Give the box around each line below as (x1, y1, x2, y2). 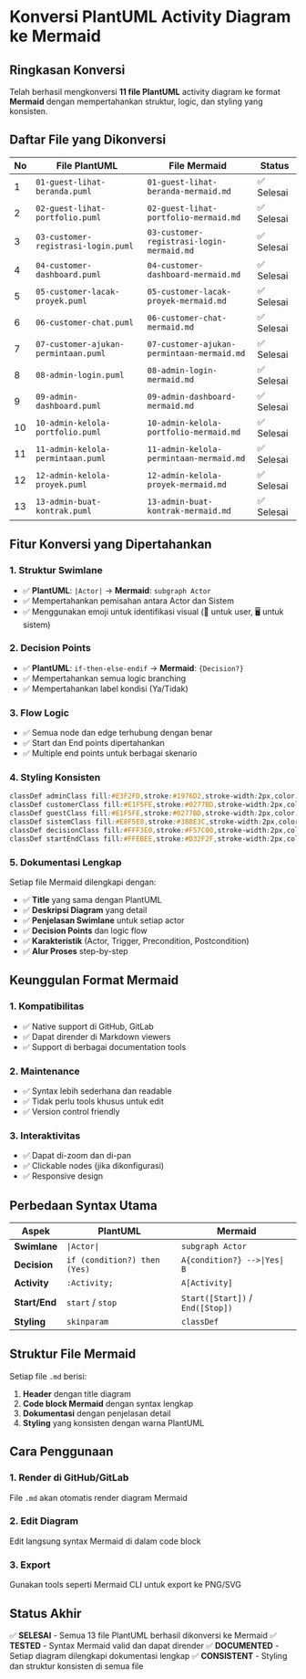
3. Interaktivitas (9, 1129, 81, 1142)
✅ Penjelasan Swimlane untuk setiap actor (22, 915, 185, 926)
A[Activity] (180, 1278, 233, 1288)
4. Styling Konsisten (9, 771, 101, 784)
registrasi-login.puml (36, 240, 134, 251)
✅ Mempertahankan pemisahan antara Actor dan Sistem (22, 595, 235, 606)
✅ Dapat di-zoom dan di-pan (22, 1150, 132, 1161)
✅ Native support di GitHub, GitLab (22, 1021, 155, 1032)
